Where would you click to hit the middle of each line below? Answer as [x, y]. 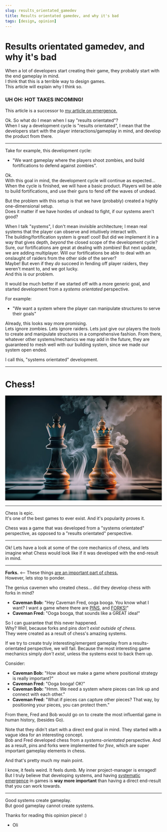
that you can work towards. [33, 786]
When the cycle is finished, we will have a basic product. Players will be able [83, 186]
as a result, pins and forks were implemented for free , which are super [77, 745]
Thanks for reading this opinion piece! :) [46, 815]
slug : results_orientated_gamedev [41, 10]
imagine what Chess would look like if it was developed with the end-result [82, 553]
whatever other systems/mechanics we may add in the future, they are [78, 339]
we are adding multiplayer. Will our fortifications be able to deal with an [78, 253]
